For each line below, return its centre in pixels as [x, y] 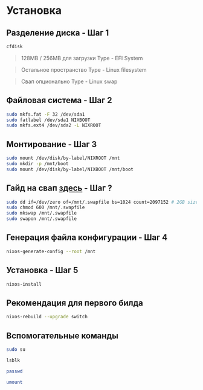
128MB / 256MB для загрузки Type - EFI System [82, 58]
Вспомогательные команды [63, 335]
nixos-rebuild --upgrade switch [47, 317]
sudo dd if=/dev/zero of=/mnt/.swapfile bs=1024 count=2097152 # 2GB [96, 202]
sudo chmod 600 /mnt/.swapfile [46, 208]
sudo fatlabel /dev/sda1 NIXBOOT [48, 120]
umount [14, 382]
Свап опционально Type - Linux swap [69, 81]
